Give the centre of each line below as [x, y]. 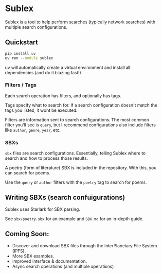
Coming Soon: [27, 234]
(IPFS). [19, 251]
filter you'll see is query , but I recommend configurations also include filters [81, 125]
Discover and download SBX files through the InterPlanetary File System [84, 245]
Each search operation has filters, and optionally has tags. [63, 96]
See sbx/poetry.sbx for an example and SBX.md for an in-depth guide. [74, 219]
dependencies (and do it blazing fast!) [43, 72]
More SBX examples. [33, 256]
